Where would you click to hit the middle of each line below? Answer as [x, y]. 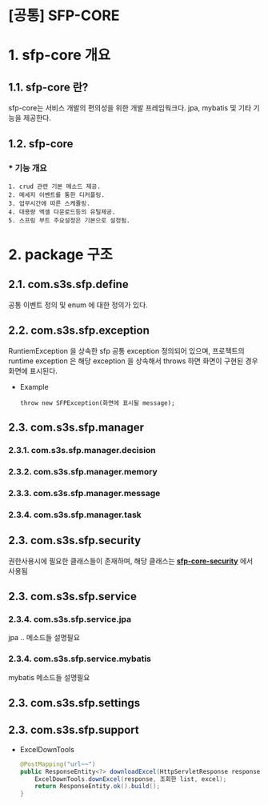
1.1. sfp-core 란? [48, 87]
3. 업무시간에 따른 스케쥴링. [49, 203]
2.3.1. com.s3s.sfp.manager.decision [82, 450]
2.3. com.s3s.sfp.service [73, 596]
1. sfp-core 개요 [59, 55]
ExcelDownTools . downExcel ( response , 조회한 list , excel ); [131, 779]
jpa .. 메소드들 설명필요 [44, 638]
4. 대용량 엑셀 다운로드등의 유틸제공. [62, 212]
